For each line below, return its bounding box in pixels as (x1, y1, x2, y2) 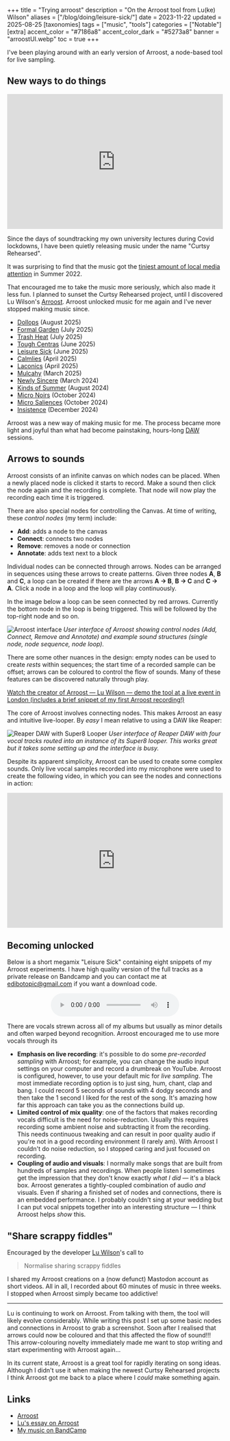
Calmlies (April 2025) (16, 354, 77, 363)
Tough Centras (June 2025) (16, 339, 96, 348)
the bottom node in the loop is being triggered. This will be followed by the (7, 605, 217, 613)
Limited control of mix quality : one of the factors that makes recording (16, 1109, 218, 1117)
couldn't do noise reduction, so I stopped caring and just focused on (16, 1145, 210, 1153)
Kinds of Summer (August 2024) (16, 383, 110, 391)
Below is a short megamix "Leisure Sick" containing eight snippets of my (7, 958, 212, 966)
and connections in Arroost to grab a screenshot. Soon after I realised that (7, 1324, 217, 1332)
